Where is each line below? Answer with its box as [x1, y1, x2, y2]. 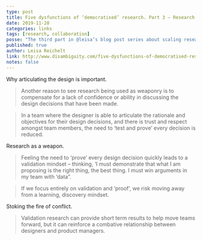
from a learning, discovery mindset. [20, 191, 109, 198]
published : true [6, 43, 47, 49]
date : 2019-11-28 [6, 20, 50, 26]
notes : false [6, 59, 39, 65]
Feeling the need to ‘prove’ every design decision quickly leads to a [20, 154, 188, 161]
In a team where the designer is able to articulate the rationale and [20, 112, 185, 119]
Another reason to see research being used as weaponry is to [20, 87, 174, 94]
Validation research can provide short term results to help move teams [20, 214, 195, 221]
